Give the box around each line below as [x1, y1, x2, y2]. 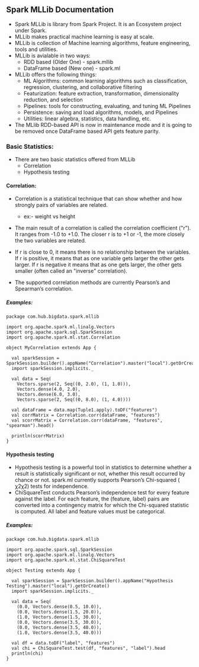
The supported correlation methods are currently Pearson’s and [14, 279, 171, 286]
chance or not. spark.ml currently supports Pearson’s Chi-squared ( [14, 477, 180, 484]
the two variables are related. [14, 237, 86, 244]
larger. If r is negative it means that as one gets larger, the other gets [14, 261, 182, 269]
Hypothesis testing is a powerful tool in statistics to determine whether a [14, 464, 192, 471]
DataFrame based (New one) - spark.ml [23, 65, 120, 72]
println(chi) [11, 650, 44, 657]
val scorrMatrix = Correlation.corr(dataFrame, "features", [11, 417, 163, 423]
